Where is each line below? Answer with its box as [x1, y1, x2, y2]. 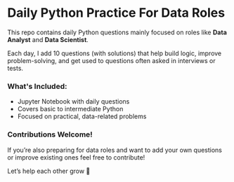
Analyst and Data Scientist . [7, 35, 89, 43]
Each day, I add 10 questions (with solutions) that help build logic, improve [7, 49, 222, 57]
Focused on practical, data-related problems [17, 112, 147, 120]
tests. [7, 64, 23, 72]
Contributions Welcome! [7, 129, 93, 139]
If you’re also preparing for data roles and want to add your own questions [7, 146, 223, 154]
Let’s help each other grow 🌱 [7, 167, 91, 175]
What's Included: [7, 81, 67, 91]
